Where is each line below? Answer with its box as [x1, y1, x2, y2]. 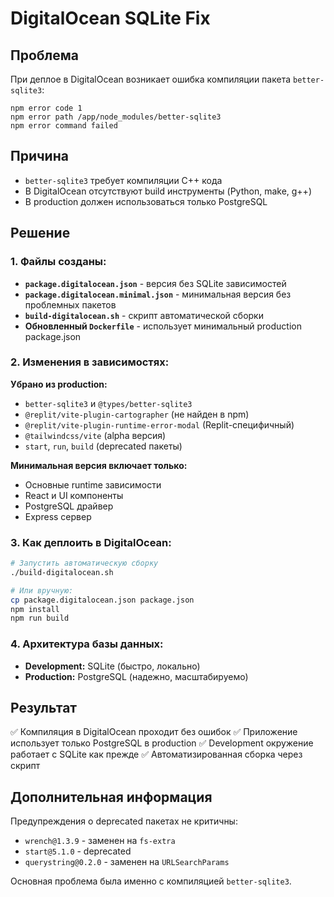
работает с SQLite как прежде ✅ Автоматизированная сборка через [10, 748, 303, 761]
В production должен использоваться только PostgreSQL [24, 195, 268, 207]
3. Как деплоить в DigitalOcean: [10, 535, 172, 549]
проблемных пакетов [24, 298, 117, 311]
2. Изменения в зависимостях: [10, 355, 170, 369]
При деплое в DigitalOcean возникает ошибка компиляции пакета [10, 73, 292, 85]
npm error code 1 [10, 103, 83, 113]
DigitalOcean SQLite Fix [10, 7, 211, 30]
